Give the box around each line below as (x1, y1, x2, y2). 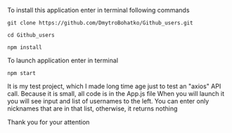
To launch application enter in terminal (7, 56, 118, 64)
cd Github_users (7, 31, 55, 38)
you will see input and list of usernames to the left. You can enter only (7, 97, 210, 105)
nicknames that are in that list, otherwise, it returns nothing (7, 104, 178, 113)
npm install (7, 44, 42, 51)
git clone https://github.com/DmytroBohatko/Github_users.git (7, 20, 193, 27)
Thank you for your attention (7, 118, 90, 126)
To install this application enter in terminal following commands (7, 6, 190, 14)
